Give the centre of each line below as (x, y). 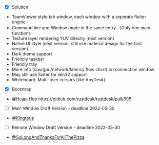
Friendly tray (24, 64)
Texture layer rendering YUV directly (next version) (63, 38)
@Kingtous (23, 118)
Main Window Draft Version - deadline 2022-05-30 (63, 109)
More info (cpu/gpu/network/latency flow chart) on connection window (83, 70)
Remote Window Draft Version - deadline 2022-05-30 (66, 127)
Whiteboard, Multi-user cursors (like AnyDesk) (58, 80)
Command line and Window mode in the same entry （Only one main (81, 28)
